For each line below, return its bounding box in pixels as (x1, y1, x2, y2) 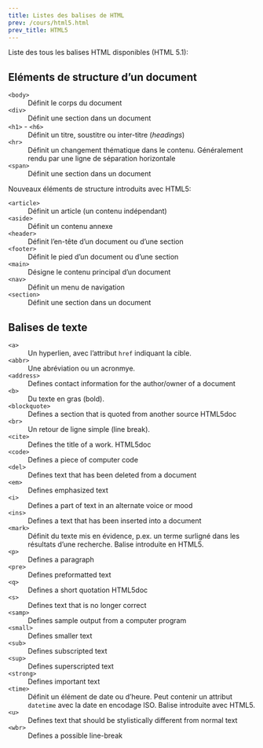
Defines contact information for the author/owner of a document (27, 379, 236, 388)
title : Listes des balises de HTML (8, 11, 125, 20)
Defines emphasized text (27, 485, 108, 495)
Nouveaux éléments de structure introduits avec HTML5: (8, 184, 192, 193)
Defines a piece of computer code (27, 455, 139, 464)
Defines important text (27, 677, 100, 686)
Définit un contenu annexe (27, 222, 114, 231)
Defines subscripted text (27, 647, 108, 655)
